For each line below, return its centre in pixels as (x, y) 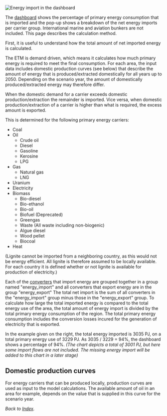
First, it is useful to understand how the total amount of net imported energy (83, 43)
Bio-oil (27, 209)
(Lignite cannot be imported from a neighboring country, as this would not (81, 256)
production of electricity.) (31, 272)
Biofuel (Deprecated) (41, 214)
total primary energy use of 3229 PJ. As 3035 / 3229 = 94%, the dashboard (83, 339)
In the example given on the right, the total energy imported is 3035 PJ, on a (83, 334)
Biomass (21, 193)
